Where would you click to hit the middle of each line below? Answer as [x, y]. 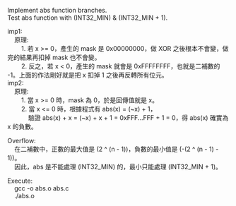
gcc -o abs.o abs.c [41, 188]
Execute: [20, 181]
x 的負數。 [22, 127]
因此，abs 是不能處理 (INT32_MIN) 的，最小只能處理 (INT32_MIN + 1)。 [118, 166]
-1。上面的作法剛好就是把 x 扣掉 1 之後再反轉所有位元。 [88, 75]
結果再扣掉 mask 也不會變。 [60, 57]
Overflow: [22, 141]
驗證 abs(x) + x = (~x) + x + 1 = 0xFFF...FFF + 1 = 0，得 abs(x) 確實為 [128, 118]
